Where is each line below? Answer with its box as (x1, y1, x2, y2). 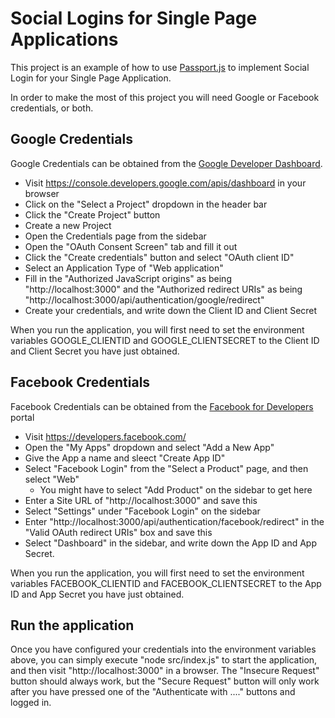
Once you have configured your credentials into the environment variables (10, 643, 317, 656)
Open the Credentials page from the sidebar (24, 230, 207, 242)
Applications (10, 28, 119, 51)
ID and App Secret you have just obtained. (10, 588, 185, 600)
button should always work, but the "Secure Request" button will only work (10, 675, 320, 687)
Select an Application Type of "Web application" (24, 262, 224, 274)
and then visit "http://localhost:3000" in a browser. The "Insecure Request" (10, 665, 320, 677)
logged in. (10, 697, 52, 709)
